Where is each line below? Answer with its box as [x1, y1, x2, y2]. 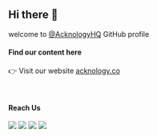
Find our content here [8, 47, 82, 57]
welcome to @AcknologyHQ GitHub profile [8, 29, 150, 38]
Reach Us [8, 103, 41, 112]
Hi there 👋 [8, 8, 58, 22]
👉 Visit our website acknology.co [8, 66, 120, 76]
